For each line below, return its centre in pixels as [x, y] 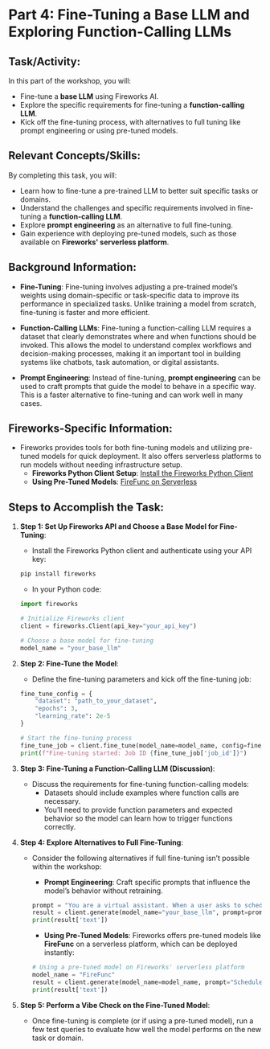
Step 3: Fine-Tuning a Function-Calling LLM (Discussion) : [117, 768]
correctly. [60, 826]
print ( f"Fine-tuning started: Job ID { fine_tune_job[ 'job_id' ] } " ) [133, 753]
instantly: [59, 953]
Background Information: [72, 267]
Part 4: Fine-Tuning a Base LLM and [129, 15]
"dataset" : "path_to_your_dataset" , [96, 701]
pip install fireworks [58, 574]
